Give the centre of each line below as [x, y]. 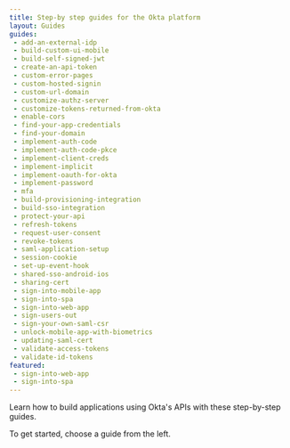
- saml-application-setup [61, 249]
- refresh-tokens [45, 224]
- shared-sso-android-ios [61, 274]
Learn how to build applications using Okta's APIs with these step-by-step [145, 407]
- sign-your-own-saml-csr [61, 324]
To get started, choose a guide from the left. [90, 434]
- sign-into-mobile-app [57, 290]
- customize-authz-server [61, 100]
